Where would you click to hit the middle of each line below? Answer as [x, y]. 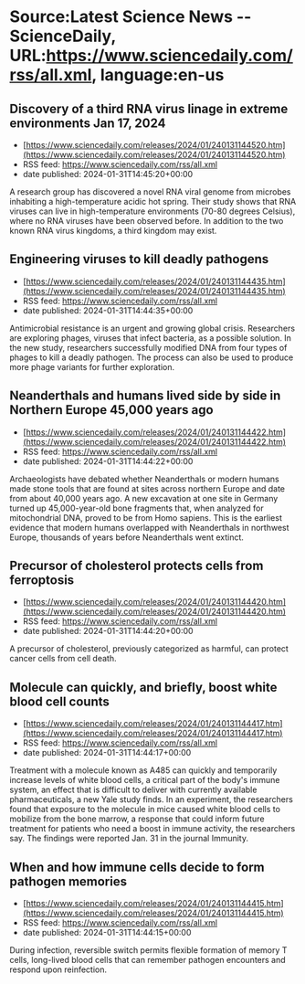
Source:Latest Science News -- [131, 17]
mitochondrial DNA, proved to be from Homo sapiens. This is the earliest [146, 517]
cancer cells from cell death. [63, 659]
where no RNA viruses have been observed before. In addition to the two [147, 221]
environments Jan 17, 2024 [88, 123]
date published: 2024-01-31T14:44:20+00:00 [108, 631]
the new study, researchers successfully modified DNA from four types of [148, 347]
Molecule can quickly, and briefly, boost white [143, 687]
